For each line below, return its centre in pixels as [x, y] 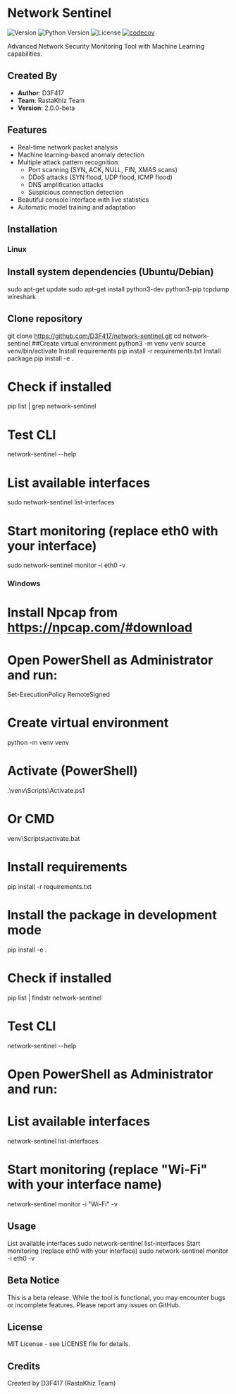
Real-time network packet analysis [68, 147]
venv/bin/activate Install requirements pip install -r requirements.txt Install [114, 351]
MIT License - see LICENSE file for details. [69, 1344]
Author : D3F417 [41, 92]
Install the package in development [112, 915]
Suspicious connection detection [76, 192]
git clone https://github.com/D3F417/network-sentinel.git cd [94, 336]
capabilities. [25, 54]
